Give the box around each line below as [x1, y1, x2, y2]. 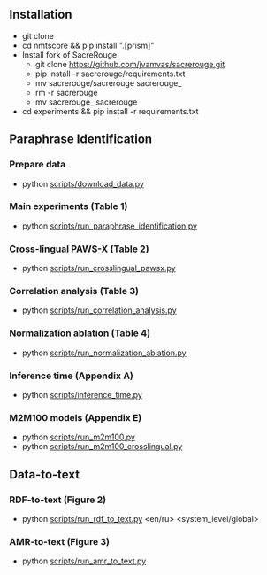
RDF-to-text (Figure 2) [9, 493, 107, 506]
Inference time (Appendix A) [9, 369, 134, 382]
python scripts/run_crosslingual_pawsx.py [21, 263, 176, 274]
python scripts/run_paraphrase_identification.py [21, 221, 197, 231]
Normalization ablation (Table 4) [9, 327, 151, 339]
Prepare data [9, 159, 66, 171]
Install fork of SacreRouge [21, 49, 118, 60]
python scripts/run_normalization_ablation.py [21, 347, 187, 358]
